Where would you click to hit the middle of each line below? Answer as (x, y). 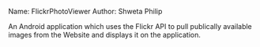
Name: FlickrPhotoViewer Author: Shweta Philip (85, 11)
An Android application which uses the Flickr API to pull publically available (130, 26)
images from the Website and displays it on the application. (105, 35)
